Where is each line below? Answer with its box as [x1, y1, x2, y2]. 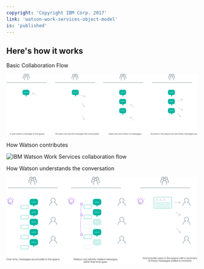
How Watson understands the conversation [6, 164, 115, 172]
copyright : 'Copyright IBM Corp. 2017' [6, 10, 107, 16]
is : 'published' [6, 22, 47, 28]
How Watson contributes [6, 141, 69, 148]
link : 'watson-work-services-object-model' [6, 16, 118, 22]
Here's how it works [6, 45, 84, 56]
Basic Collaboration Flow [6, 62, 69, 69]
